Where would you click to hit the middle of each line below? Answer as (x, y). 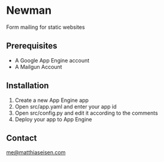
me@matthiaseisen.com (36, 152)
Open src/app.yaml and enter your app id (66, 106)
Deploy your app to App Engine (53, 119)
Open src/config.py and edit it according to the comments (86, 113)
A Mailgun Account (38, 67)
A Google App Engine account (52, 60)
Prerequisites (32, 46)
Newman (29, 10)
